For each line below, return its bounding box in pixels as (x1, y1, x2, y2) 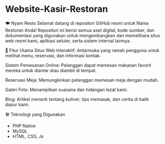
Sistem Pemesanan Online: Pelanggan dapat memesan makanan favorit (5, 62, 152, 68)
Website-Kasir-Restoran (5, 3, 108, 15)
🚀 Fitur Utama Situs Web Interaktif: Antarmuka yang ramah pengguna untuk (5, 47, 160, 53)
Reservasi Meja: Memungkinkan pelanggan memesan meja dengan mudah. (5, 77, 159, 83)
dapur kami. (5, 101, 30, 107)
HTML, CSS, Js (12, 133, 44, 139)
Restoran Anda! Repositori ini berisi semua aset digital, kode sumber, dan (5, 27, 155, 33)
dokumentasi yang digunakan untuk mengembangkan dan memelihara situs (5, 32, 161, 38)
